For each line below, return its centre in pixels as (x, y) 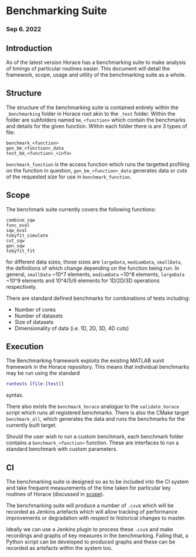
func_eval (18, 225)
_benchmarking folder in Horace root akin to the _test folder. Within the (91, 113)
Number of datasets (39, 316)
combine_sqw (20, 220)
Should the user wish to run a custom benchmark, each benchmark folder (95, 437)
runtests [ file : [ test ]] (35, 384)
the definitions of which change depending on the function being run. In (93, 268)
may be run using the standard (43, 373)
